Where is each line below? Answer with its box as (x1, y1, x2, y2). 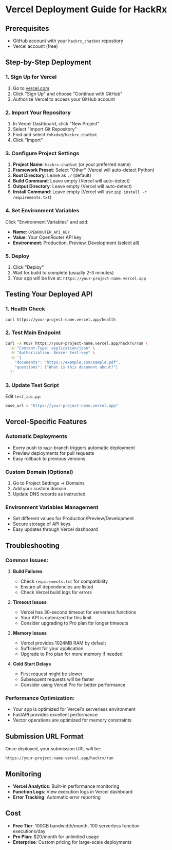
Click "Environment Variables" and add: (5, 218, 89, 225)
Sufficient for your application (20, 645, 84, 651)
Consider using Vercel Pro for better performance (20, 682, 126, 688)
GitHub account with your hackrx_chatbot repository (12, 38, 124, 44)
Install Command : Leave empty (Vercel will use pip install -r (12, 189, 147, 195)
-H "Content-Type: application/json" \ (10, 345, 95, 350)
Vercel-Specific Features (5, 417, 87, 426)
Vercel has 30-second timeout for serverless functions (20, 609, 137, 615)
